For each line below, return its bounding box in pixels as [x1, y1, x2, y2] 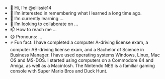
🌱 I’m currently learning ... [10, 16, 64, 21]
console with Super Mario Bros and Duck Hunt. [10, 68, 108, 74]
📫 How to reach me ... [10, 27, 57, 32]
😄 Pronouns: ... [10, 34, 43, 40]
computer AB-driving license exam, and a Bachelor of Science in [10, 47, 144, 52]
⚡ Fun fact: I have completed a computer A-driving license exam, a [10, 39, 148, 45]
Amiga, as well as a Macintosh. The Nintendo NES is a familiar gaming [10, 63, 155, 68]
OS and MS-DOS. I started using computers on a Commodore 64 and [10, 57, 154, 63]
